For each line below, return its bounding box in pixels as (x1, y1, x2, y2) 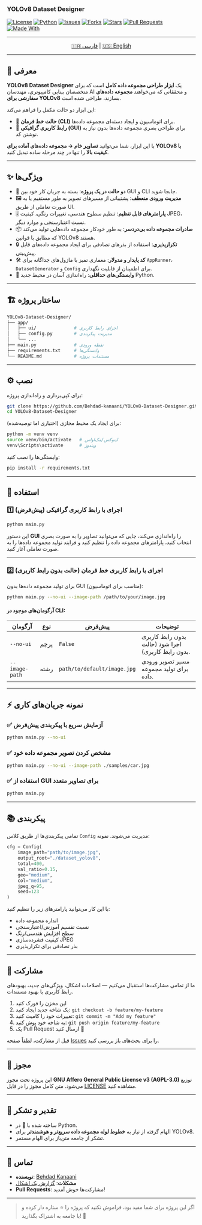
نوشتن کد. (15, 131, 38, 138)
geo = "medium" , (17, 872, 53, 878)
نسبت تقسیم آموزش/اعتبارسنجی (15, 923, 89, 931)
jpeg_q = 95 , (17, 883, 45, 889)
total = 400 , (17, 861, 45, 867)
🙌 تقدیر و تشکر (7, 1105, 56, 1115)
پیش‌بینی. (15, 249, 37, 256)
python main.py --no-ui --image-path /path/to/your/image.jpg (7, 594, 165, 600)
